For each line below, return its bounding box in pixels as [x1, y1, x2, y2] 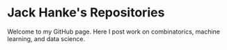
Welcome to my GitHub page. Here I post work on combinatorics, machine [7, 27, 221, 36]
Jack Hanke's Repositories [7, 5, 165, 21]
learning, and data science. [7, 34, 86, 42]
